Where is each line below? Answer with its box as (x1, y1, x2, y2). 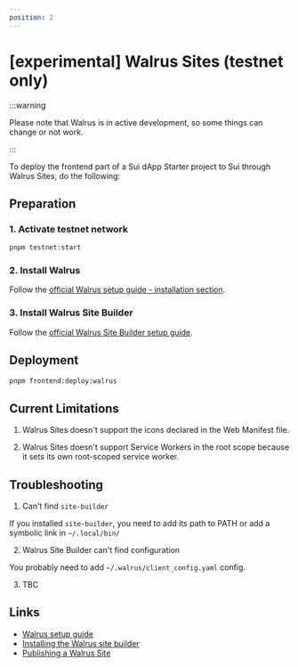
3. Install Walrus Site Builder (9, 306, 133, 319)
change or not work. (9, 126, 84, 137)
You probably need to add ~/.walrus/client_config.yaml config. (9, 562, 246, 573)
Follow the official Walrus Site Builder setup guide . (9, 327, 193, 338)
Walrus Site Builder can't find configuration (21, 545, 181, 556)
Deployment (9, 353, 79, 368)
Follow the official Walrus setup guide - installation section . (9, 284, 226, 295)
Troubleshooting (9, 477, 104, 492)
